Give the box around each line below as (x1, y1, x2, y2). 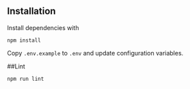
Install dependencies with (7, 23, 79, 31)
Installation (7, 5, 56, 17)
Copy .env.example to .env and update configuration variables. (7, 49, 184, 57)
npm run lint (7, 75, 44, 82)
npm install (7, 37, 41, 44)
